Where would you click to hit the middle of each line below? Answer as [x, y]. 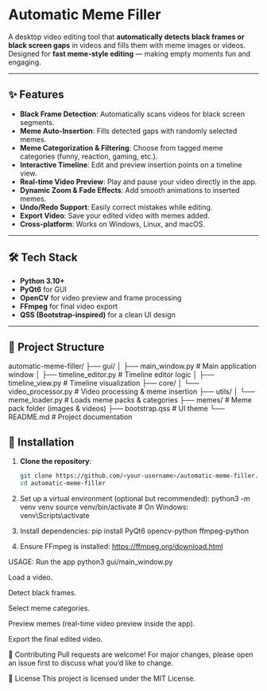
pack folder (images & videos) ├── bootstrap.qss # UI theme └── [116, 409]
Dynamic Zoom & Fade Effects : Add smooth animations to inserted [130, 190]
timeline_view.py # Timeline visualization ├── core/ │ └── [104, 383]
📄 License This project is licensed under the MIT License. [102, 678]
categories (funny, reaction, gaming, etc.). [89, 156]
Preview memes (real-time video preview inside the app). [102, 623]
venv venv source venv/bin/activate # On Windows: [104, 507]
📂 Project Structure [56, 347]
